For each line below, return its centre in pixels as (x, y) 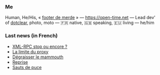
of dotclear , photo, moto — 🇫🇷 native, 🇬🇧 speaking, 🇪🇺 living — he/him (80, 23)
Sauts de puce (27, 67)
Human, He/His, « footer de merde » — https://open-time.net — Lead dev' (80, 18)
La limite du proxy (30, 51)
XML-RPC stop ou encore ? (40, 46)
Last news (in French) (32, 36)
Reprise (20, 62)
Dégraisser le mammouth (38, 57)
